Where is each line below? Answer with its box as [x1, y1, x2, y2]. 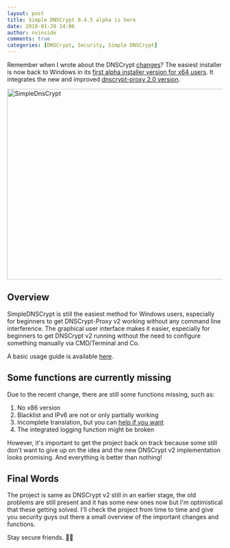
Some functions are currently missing [7, 372, 172, 384]
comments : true [7, 36, 51, 42]
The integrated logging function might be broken [16, 425, 155, 434]
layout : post [7, 10, 44, 17]
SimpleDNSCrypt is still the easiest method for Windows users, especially [7, 310, 215, 318]
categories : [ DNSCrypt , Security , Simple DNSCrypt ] [7, 42, 157, 49]
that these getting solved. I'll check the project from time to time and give [7, 506, 214, 514]
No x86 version [16, 403, 61, 412]
